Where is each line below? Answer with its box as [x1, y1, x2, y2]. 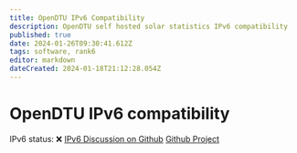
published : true [9, 30, 71, 39]
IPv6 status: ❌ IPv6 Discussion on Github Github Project [9, 133, 220, 144]
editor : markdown [9, 56, 76, 65]
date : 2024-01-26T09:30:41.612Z [9, 38, 133, 48]
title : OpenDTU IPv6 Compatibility [9, 13, 145, 23]
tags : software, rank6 [9, 47, 96, 56]
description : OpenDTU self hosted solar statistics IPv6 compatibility [9, 22, 288, 31]
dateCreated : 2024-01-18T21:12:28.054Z [9, 65, 162, 74]
